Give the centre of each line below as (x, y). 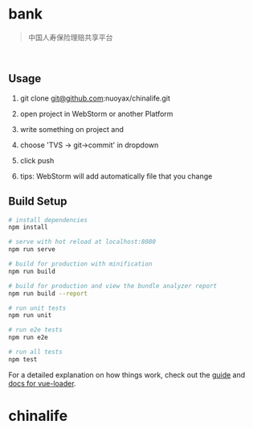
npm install (28, 227)
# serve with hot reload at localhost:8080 (82, 242)
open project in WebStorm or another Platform (96, 113)
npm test (23, 359)
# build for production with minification (80, 264)
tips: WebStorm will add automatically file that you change (116, 176)
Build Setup (38, 202)
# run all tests (35, 352)
